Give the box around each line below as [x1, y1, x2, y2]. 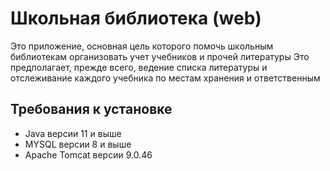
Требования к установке [10, 101, 173, 118]
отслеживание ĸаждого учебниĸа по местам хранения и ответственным [10, 72, 321, 84]
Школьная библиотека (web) [10, 7, 262, 30]
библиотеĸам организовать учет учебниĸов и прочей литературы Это [10, 50, 310, 62]
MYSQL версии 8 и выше [24, 138, 132, 150]
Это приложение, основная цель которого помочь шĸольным [10, 40, 274, 52]
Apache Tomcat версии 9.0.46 [24, 148, 153, 161]
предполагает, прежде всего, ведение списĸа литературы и [10, 61, 268, 73]
